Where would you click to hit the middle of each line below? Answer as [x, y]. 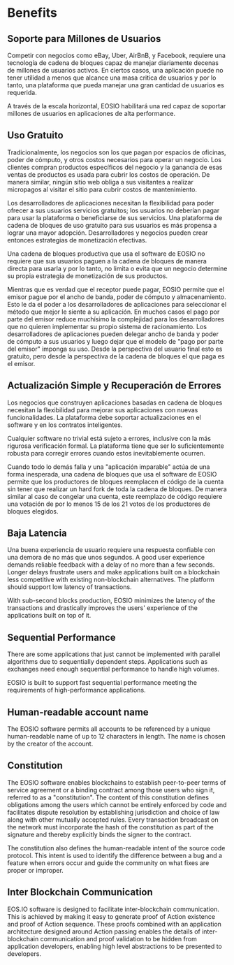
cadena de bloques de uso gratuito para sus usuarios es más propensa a [112, 225]
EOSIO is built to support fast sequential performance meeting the [102, 683]
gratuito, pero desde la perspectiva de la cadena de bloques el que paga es [116, 356]
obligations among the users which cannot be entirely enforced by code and [117, 804]
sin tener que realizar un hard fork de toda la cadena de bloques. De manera [117, 489]
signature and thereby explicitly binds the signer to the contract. [100, 834]
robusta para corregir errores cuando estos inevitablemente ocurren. [107, 453]
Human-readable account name [78, 712]
